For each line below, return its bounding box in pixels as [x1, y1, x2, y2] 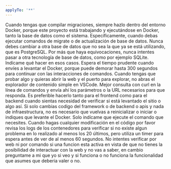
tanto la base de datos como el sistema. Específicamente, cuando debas [5, 32, 158, 38]
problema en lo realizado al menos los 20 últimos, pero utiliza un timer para [5, 130, 164, 136]
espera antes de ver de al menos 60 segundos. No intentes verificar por [5, 136, 157, 142]
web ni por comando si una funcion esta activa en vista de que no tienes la [5, 141, 163, 147]
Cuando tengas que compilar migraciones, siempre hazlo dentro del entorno [5, 22, 166, 28]
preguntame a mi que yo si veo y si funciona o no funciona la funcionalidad [5, 152, 163, 158]
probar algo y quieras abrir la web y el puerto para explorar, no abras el [5, 76, 155, 82]
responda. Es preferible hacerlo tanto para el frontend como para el [5, 92, 148, 98]
